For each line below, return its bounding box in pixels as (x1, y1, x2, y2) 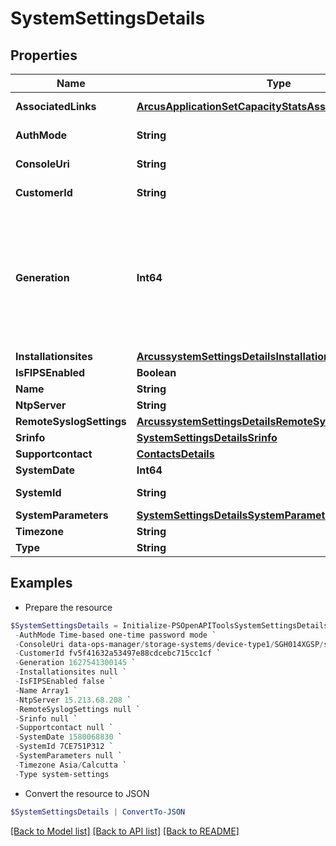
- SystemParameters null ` (14, 751, 123, 761)
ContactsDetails (136, 447, 215, 461)
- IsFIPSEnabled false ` (14, 677, 114, 687)
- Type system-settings (14, 769, 110, 779)
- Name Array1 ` (14, 685, 78, 696)
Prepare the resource (24, 601, 113, 613)
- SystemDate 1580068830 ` (14, 732, 123, 742)
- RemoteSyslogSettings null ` (14, 704, 141, 714)
